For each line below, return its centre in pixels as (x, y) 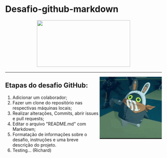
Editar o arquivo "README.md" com (49, 124)
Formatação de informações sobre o (50, 134)
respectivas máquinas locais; (42, 108)
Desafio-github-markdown (62, 9)
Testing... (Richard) (32, 150)
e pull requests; (28, 118)
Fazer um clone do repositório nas (47, 102)
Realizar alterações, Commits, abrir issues (55, 113)
